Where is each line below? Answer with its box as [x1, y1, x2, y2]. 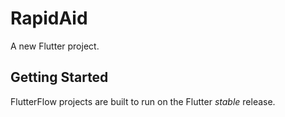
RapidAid [10, 7, 88, 30]
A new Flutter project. [10, 40, 100, 52]
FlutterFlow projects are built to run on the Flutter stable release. [10, 95, 276, 107]
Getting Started [10, 69, 109, 86]
